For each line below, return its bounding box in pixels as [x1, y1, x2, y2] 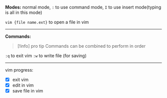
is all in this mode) [5, 9, 42, 15]
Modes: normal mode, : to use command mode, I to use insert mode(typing [5, 4, 162, 10]
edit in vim [12, 82, 34, 89]
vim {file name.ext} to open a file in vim [5, 19, 89, 25]
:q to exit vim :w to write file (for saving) [5, 53, 87, 59]
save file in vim [12, 88, 43, 94]
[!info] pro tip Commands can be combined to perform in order [17, 43, 146, 49]
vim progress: [5, 67, 34, 73]
